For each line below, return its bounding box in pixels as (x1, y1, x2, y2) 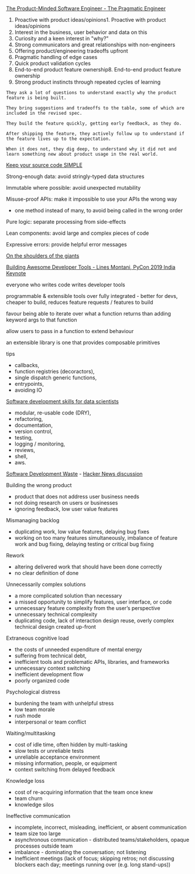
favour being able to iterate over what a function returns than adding (6, 310, 172, 317)
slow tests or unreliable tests (14, 748, 84, 754)
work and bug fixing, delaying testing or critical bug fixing (14, 541, 154, 547)
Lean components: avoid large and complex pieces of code (6, 229, 149, 237)
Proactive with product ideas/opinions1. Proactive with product (14, 16, 166, 23)
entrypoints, (14, 381, 44, 387)
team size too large (14, 830, 61, 837)
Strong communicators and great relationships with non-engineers (14, 41, 176, 48)
